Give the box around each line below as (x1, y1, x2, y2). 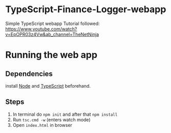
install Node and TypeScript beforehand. (5, 83, 91, 89)
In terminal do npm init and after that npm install (12, 111, 118, 117)
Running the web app (5, 49, 98, 61)
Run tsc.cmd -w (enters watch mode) (12, 116, 91, 123)
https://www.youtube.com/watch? (5, 25, 77, 32)
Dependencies (5, 69, 53, 78)
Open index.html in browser (12, 122, 73, 128)
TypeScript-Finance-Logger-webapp (5, 4, 166, 15)
